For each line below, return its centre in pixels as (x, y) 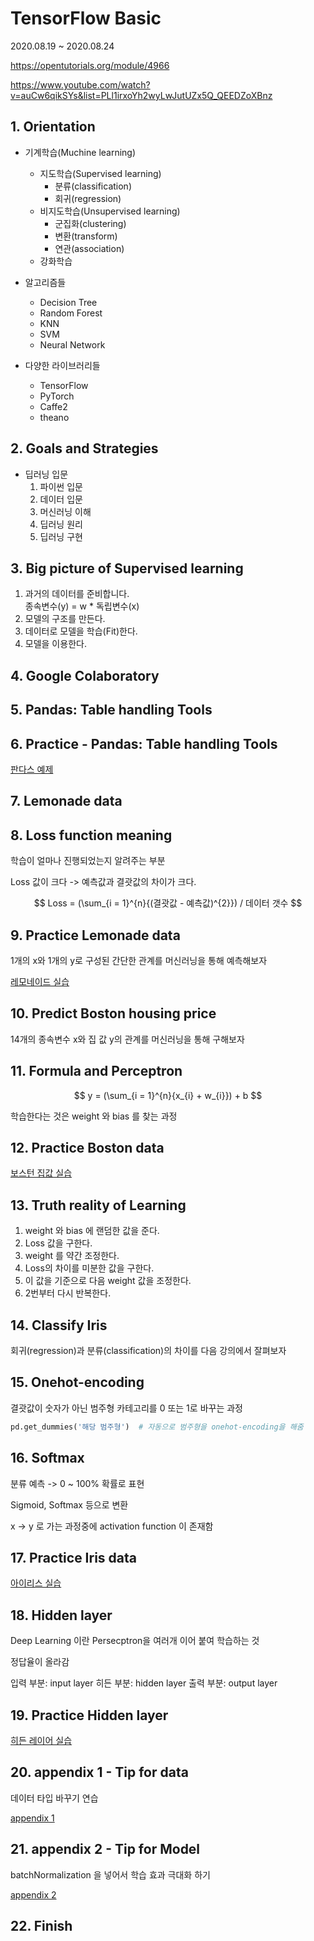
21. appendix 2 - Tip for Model (105, 1849)
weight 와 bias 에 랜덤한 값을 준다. (92, 1231)
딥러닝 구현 (61, 536)
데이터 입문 (61, 499)
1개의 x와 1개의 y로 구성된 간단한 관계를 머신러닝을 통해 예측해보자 (139, 960)
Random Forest (71, 313)
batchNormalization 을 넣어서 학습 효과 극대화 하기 (110, 1874)
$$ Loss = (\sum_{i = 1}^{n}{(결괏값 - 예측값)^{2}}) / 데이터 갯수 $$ (168, 903)
